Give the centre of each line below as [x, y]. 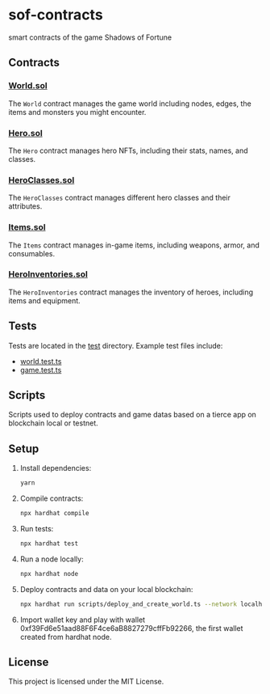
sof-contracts [56, 15]
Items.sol [27, 227]
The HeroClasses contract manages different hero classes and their [120, 198]
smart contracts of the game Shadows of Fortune [90, 37]
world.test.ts [41, 361]
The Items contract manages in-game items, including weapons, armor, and [134, 245]
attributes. [25, 206]
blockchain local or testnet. [53, 423]
